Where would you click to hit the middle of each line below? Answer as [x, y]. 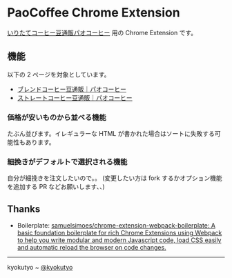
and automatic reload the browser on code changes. [92, 248]
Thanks [24, 209]
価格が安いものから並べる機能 [57, 117]
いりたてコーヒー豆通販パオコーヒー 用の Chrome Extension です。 [102, 32]
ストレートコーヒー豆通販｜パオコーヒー [75, 97]
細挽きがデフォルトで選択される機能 [67, 161]
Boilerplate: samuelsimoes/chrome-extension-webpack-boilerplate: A [116, 226]
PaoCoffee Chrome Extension [94, 13]
